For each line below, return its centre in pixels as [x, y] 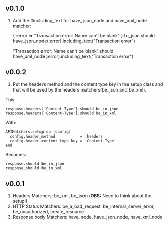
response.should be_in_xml [34, 168]
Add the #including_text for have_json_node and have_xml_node [80, 20]
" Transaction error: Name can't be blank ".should [63, 51]
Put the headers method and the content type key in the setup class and [88, 84]
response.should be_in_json [35, 164]
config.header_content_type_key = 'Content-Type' [63, 141]
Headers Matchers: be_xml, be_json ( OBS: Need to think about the [82, 196]
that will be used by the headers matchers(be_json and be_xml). [79, 89]
